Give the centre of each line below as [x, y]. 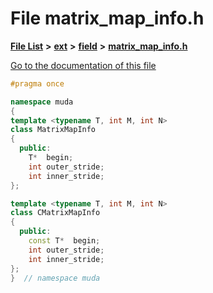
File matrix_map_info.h [107, 18]
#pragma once [37, 83]
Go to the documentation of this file [83, 65]
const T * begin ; [64, 241]
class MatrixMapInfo [53, 130]
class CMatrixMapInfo [55, 213]
